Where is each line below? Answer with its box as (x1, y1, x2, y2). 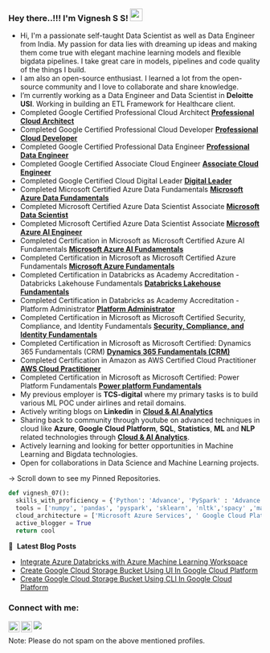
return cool (15, 527, 56, 535)
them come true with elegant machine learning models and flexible (19, 48, 241, 58)
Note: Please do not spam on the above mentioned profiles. (8, 635, 206, 645)
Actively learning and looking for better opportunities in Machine (19, 441, 234, 450)
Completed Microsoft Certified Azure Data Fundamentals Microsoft (19, 185, 243, 195)
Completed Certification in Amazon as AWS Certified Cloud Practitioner (19, 355, 257, 365)
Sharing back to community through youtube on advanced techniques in (19, 415, 260, 425)
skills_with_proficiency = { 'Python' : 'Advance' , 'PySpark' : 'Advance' (15, 497, 264, 505)
